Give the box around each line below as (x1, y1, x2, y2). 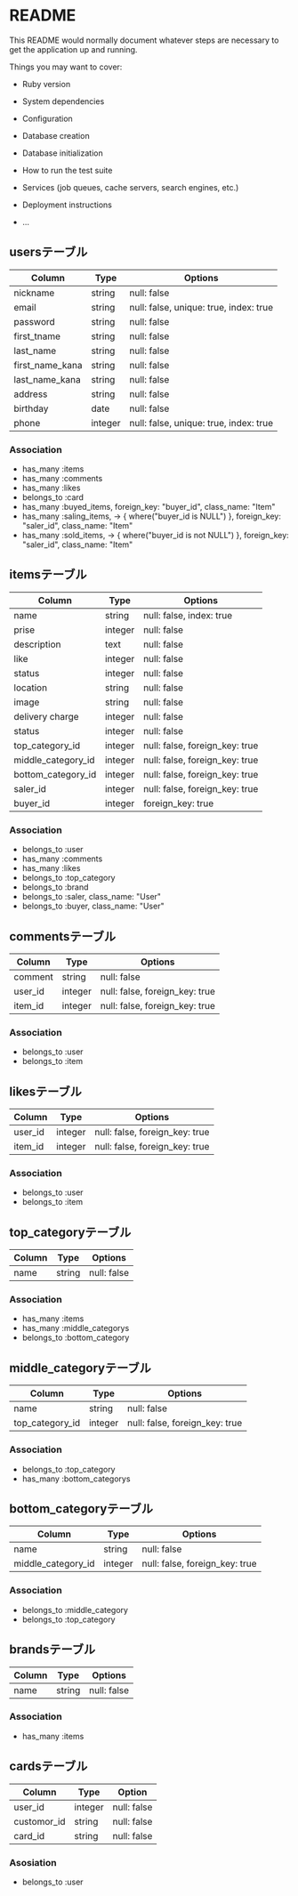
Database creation (21, 130, 91, 141)
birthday (13, 402, 49, 415)
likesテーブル (9, 1084, 83, 1099)
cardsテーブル (9, 1759, 88, 1774)
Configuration (21, 113, 73, 124)
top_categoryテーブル (9, 1224, 132, 1239)
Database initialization (21, 148, 104, 158)
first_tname (13, 330, 60, 343)
